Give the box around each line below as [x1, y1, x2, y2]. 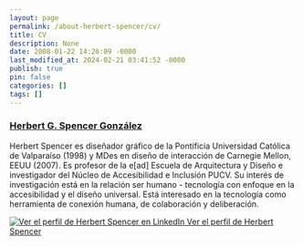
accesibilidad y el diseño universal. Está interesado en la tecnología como [9, 189, 287, 200]
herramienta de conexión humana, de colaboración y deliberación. [9, 198, 259, 210]
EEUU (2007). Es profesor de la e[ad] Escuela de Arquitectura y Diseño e [9, 159, 284, 170]
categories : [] [9, 81, 68, 90]
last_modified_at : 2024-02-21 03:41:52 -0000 [9, 56, 185, 65]
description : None [9, 38, 79, 48]
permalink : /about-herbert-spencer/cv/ [9, 22, 162, 31]
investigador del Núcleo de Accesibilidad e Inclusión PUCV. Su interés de [9, 169, 285, 180]
